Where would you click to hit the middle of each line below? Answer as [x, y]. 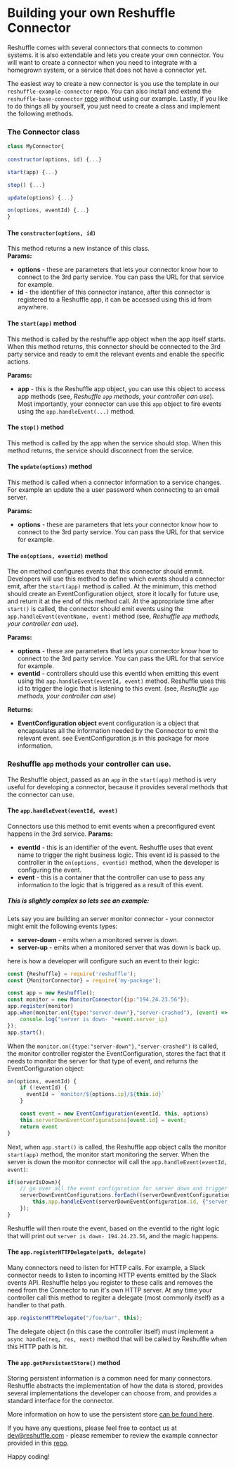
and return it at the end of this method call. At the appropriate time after [111, 601]
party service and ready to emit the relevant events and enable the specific [116, 354]
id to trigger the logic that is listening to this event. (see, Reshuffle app [118, 689]
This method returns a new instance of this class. [78, 249]
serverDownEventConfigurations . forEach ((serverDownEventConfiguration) [127, 1195]
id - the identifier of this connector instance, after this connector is [114, 292]
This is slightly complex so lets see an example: [78, 901]
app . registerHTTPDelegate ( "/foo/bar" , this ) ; [75, 1318]
